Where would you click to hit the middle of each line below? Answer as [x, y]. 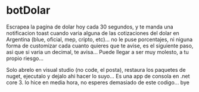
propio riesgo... [25, 58]
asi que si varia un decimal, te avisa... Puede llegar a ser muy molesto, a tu [97, 52]
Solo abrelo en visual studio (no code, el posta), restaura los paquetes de [96, 69]
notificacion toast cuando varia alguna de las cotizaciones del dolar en [93, 33]
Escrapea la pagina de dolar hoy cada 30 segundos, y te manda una [90, 27]
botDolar [28, 10]
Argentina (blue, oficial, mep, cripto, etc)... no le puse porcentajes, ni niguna [99, 39]
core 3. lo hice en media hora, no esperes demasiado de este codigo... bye [98, 82]
